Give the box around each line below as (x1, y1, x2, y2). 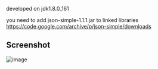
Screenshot (6, 40, 51, 50)
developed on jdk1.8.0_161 (6, 5, 70, 12)
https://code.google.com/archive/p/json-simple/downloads (6, 23, 152, 30)
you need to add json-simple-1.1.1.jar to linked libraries (6, 17, 139, 23)
